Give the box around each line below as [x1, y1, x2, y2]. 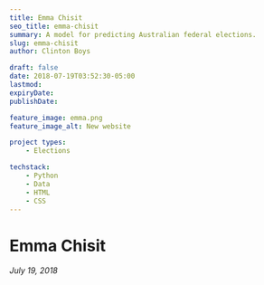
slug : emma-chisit [9, 38, 79, 48]
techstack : [9, 163, 51, 172]
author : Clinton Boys [9, 47, 91, 56]
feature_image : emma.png [9, 113, 103, 122]
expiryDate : [9, 88, 54, 98]
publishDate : [9, 97, 59, 106]
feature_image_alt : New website [9, 121, 131, 131]
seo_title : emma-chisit [9, 22, 99, 31]
